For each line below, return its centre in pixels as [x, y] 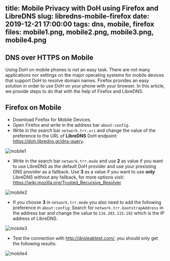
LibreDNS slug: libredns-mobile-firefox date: [77, 17]
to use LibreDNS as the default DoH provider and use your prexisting [84, 166]
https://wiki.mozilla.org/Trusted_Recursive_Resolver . [67, 183]
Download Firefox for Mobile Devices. [52, 120]
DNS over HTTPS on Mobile [49, 57]
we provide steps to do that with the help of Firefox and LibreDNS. [74, 92]
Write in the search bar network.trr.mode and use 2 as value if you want [88, 161]
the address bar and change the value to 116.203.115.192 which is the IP [89, 213]
